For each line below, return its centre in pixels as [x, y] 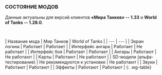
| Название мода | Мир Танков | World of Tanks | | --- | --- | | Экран [74, 41]
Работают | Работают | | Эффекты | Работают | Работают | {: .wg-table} [78, 67]
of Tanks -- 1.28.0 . [24, 22]
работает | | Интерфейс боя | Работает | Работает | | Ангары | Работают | [81, 52]
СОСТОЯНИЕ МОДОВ [32, 7]
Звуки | [150, 62]
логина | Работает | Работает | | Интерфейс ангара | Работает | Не [74, 47]
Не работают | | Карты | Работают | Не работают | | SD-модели [71, 57]
